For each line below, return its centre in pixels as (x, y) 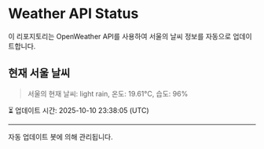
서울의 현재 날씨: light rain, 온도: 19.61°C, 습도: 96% (108, 93)
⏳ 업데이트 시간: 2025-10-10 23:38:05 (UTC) (79, 110)
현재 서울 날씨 (39, 73)
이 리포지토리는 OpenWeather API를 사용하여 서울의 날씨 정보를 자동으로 (120, 36)
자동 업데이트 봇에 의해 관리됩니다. (60, 136)
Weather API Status (73, 14)
